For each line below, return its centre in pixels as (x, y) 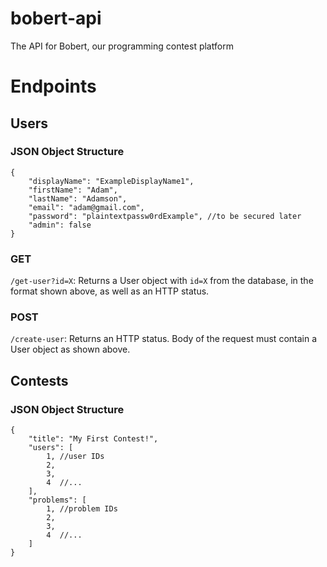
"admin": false (60, 225)
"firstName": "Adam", (73, 190)
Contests (39, 380)
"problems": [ (57, 500)
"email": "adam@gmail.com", (86, 207)
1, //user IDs (75, 457)
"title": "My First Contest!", (93, 439)
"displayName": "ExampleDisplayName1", (111, 181)
